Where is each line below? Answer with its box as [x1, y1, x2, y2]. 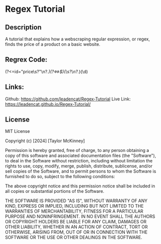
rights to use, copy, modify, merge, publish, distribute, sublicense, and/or [5, 163, 153, 169]
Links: [5, 83, 24, 91]
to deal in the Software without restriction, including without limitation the [5, 158, 153, 164]
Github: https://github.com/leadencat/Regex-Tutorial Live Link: [5, 96, 131, 102]
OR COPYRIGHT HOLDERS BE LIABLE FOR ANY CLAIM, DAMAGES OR [5, 219, 147, 225]
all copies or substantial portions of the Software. [5, 188, 104, 194]
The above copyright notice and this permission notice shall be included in [5, 183, 155, 189]
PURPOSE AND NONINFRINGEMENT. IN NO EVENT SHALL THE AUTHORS [5, 213, 156, 219]
